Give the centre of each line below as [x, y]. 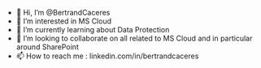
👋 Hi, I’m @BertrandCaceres [63, 13]
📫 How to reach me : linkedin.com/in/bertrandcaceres [107, 56]
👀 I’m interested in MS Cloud [64, 21]
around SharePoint [47, 47]
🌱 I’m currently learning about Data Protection [93, 30]
